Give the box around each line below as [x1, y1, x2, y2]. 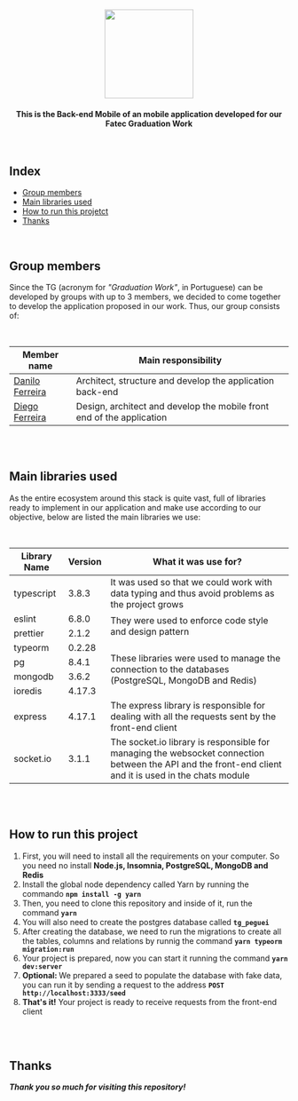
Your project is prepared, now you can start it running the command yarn [21, 953, 288, 963]
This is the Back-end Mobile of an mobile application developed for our [16, 108, 282, 119]
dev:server [21, 962, 63, 971]
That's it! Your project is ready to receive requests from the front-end [21, 996, 278, 1007]
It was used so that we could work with [110, 575, 273, 588]
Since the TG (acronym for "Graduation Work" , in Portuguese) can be [9, 282, 263, 293]
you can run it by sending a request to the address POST [21, 979, 224, 990]
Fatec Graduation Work [105, 118, 193, 129]
